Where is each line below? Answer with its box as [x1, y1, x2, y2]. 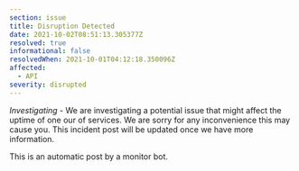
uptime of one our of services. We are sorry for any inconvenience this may [9, 114, 291, 125]
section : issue [9, 13, 67, 22]
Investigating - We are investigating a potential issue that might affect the [9, 104, 282, 115]
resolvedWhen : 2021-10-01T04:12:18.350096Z [9, 55, 176, 64]
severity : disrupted [9, 80, 88, 89]
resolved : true [9, 38, 67, 48]
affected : [9, 64, 47, 73]
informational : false [9, 47, 91, 56]
